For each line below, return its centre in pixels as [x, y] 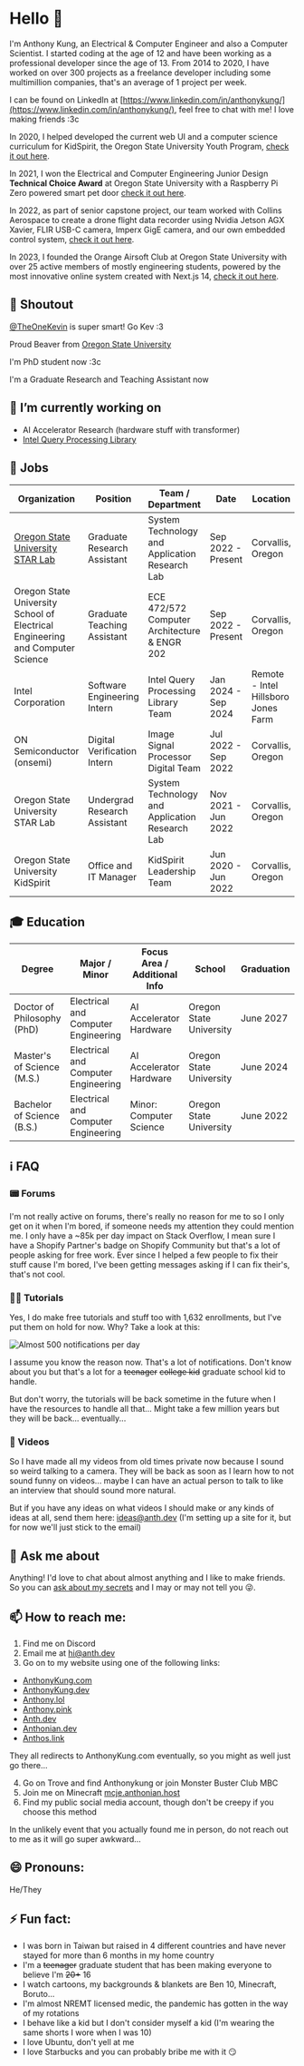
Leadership [172, 872]
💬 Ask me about [54, 1556]
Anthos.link [43, 1738]
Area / [155, 964]
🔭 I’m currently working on [85, 408]
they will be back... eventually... [68, 1418]
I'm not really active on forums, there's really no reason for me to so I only [147, 1216]
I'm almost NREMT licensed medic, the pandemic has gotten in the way [155, 2003]
